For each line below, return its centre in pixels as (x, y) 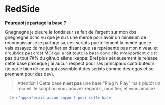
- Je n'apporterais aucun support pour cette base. (59, 97)
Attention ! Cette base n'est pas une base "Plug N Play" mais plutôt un (89, 83)
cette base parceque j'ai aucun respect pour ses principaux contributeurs (80, 63)
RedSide (23, 9)
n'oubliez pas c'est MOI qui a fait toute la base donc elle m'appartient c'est (81, 53)
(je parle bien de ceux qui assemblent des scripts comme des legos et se (79, 68)
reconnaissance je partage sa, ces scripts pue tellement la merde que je (78, 42)
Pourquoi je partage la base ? (35, 23)
